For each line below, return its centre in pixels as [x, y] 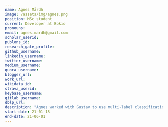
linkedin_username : [25, 56]
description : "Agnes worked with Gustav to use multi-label [69, 107]
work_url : [15, 79]
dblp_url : [15, 103]
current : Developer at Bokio [35, 24]
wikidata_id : [19, 84]
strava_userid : [21, 89]
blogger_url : [19, 75]
